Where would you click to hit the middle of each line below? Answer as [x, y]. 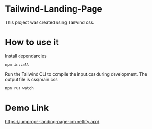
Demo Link [27, 108]
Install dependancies [26, 56]
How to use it [32, 42]
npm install [17, 64]
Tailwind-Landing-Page [54, 9]
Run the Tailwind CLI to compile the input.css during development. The [76, 74]
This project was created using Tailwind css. [50, 22]
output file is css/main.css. [32, 79]
